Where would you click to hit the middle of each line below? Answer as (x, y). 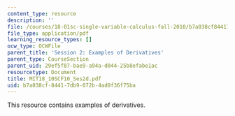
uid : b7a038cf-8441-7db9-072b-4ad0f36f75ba (72, 85)
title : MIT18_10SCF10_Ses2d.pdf (54, 79)
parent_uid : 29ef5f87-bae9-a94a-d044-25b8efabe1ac (83, 66)
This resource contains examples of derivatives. (76, 105)
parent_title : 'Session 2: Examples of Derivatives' (86, 53)
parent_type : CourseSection (48, 59)
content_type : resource (42, 14)
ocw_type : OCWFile (34, 46)
